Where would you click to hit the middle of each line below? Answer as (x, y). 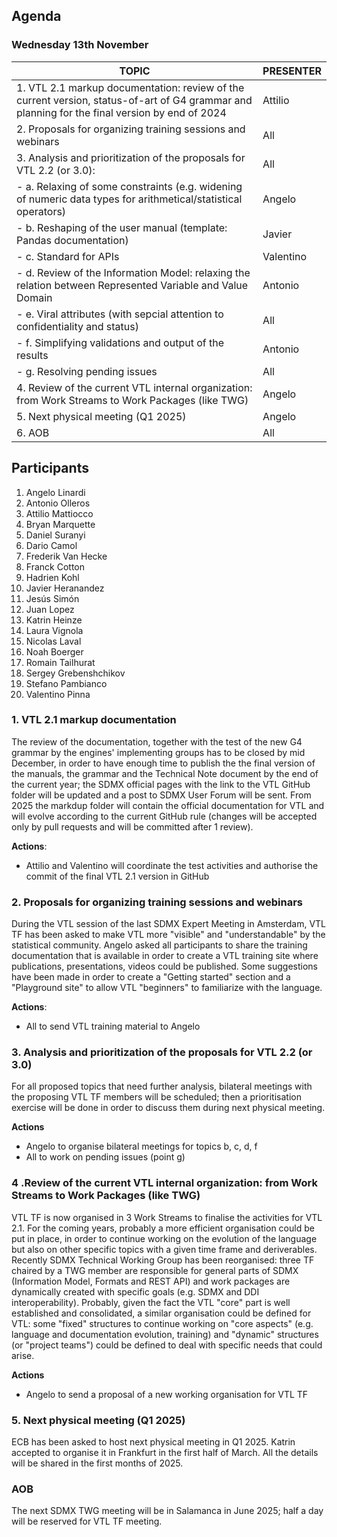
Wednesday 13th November (80, 45)
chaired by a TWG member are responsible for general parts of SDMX (155, 1270)
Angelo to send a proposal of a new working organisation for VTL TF (167, 1394)
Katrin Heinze (54, 620)
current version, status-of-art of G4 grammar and (134, 100)
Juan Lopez (50, 609)
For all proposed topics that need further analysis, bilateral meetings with (162, 1086)
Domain (34, 297)
